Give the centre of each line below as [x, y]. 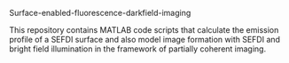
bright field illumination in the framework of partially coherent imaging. [138, 49]
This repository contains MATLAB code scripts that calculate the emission [144, 30]
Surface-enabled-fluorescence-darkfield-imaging [100, 13]
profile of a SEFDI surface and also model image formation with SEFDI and [145, 39]
